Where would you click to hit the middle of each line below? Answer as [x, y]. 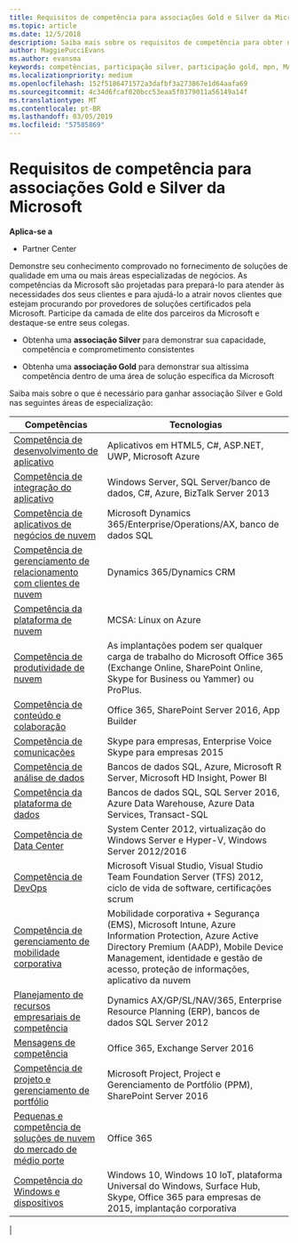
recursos [32, 1005]
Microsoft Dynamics [149, 513]
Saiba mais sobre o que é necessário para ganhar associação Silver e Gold [146, 393]
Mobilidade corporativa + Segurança [183, 913]
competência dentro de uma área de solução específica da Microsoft [148, 375]
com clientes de [47, 583]
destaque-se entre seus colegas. [70, 322]
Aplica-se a [31, 231]
